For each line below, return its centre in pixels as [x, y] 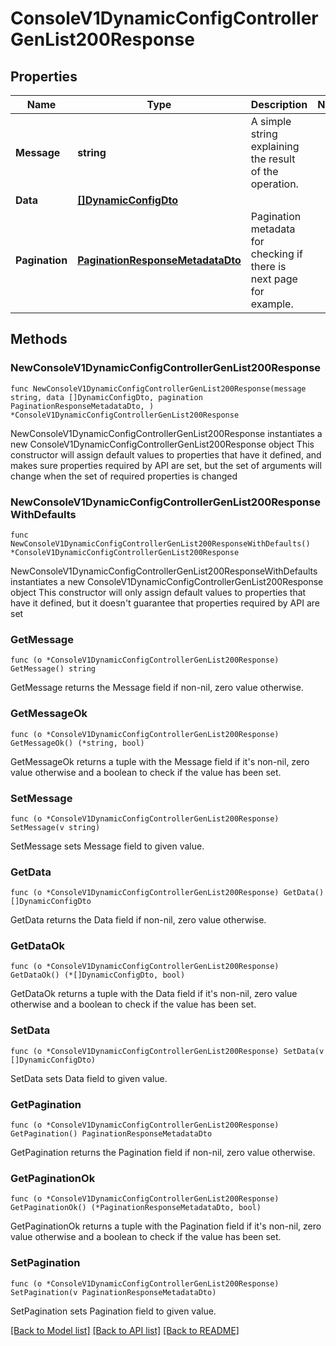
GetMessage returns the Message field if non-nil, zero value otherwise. [157, 688]
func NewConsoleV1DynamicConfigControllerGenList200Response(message [158, 388]
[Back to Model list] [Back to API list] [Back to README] [125, 1330]
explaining [275, 146]
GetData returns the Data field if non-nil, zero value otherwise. [138, 920]
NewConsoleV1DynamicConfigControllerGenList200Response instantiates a [166, 433]
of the [264, 171]
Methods [39, 339]
